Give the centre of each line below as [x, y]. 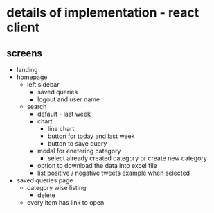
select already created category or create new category [127, 158]
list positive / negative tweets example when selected [114, 173]
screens [25, 53]
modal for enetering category [79, 151]
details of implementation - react [103, 13]
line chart [61, 129]
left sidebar [43, 84]
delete [46, 195]
